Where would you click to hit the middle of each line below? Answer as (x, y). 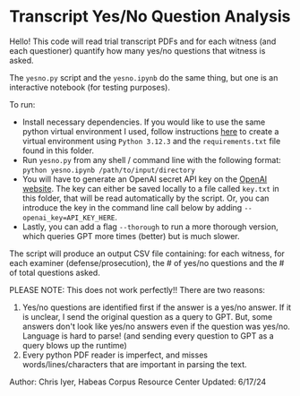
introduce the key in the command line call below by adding (132, 207)
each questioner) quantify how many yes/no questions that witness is (137, 50)
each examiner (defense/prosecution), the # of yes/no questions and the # (147, 263)
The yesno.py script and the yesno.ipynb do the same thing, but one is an (144, 77)
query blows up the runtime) (74, 345)
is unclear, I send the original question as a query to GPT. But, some (147, 316)
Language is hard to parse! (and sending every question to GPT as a (148, 336)
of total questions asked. (55, 272)
